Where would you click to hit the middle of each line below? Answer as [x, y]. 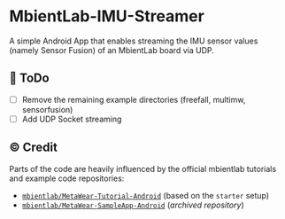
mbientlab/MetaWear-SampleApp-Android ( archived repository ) [133, 205]
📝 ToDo [30, 78]
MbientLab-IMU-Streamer [107, 16]
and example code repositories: [67, 178]
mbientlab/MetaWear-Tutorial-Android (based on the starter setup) [146, 195]
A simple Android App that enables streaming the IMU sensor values [134, 41]
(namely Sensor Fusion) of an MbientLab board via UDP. [112, 50]
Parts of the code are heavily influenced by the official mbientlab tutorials [143, 168]
